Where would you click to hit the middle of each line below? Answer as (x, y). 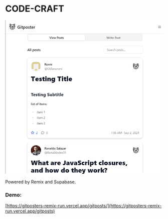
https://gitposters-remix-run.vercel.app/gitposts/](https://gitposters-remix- (84, 206)
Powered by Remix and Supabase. (41, 182)
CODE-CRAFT (35, 9)
